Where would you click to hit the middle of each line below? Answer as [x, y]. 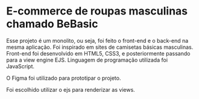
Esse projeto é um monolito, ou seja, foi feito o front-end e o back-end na [97, 40]
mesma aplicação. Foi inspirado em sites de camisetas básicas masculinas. [100, 47]
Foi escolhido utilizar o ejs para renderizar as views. [71, 89]
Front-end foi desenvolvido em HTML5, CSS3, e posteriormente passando [98, 53]
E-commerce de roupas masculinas [97, 11]
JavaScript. [21, 66]
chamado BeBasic [52, 24]
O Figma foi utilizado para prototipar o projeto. [64, 78]
